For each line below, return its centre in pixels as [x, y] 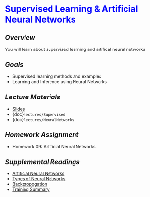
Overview [20, 37]
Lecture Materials [33, 97]
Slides [18, 109]
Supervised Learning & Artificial [72, 9]
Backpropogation [30, 184]
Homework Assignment [42, 135]
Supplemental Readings [42, 162]
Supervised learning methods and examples [57, 76]
